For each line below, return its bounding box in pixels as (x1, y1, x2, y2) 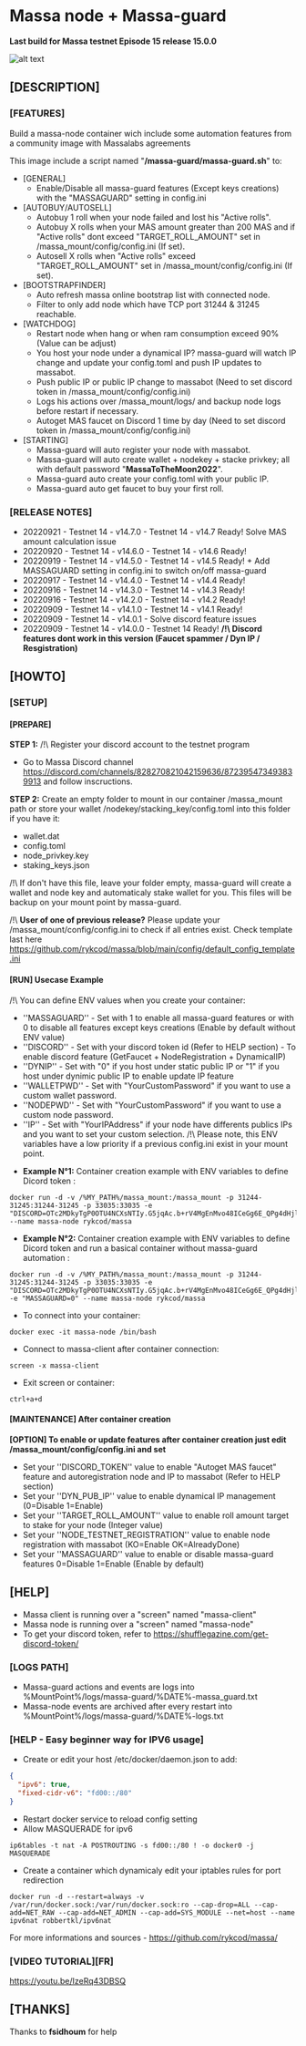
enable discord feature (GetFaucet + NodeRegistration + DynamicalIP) (22, 1050, 287, 1062)
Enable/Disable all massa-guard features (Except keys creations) (36, 182, 280, 193)
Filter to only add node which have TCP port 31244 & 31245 (36, 298, 260, 310)
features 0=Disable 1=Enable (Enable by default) (22, 1558, 205, 1569)
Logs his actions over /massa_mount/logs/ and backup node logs (36, 396, 281, 407)
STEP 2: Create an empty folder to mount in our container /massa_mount (9, 794, 283, 805)
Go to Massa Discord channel (22, 757, 134, 768)
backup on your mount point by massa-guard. (9, 897, 182, 908)
